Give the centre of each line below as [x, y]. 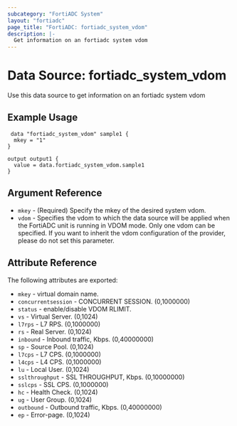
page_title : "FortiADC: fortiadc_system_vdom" [78, 27]
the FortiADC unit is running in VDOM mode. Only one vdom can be [116, 225]
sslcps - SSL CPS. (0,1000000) [63, 384]
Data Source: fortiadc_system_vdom [117, 76]
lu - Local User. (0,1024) [53, 369]
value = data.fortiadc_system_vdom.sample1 [79, 165]
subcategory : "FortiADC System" [55, 14]
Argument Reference [55, 193]
